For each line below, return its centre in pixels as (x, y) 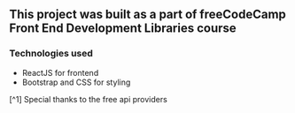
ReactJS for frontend (60, 72)
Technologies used (51, 54)
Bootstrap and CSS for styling (76, 82)
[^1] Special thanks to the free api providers (89, 99)
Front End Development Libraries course (123, 29)
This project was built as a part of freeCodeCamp (147, 15)
